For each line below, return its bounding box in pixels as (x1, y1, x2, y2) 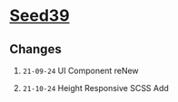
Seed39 (9, 5, 70, 26)
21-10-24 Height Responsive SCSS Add (22, 83, 170, 93)
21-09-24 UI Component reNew (22, 65, 139, 76)
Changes (9, 42, 62, 57)
